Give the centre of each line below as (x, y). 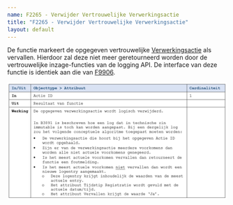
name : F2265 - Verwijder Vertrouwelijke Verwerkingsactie (93, 15)
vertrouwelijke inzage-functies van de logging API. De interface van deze (112, 65)
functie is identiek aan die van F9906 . (61, 73)
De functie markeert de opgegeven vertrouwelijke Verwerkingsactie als (109, 50)
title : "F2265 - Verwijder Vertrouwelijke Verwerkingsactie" (98, 22)
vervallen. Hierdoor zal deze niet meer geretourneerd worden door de (107, 58)
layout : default (31, 29)
